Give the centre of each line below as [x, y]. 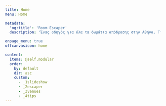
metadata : [15, 23]
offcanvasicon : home [26, 46]
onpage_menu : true [24, 41]
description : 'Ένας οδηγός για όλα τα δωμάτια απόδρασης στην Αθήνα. [83, 33]
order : [16, 64]
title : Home [17, 10]
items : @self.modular [32, 59]
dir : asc [23, 73]
